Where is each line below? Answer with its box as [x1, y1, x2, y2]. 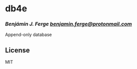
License [5, 46, 30, 54]
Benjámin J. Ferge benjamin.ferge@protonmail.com [5, 21, 132, 28]
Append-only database [5, 32, 52, 37]
